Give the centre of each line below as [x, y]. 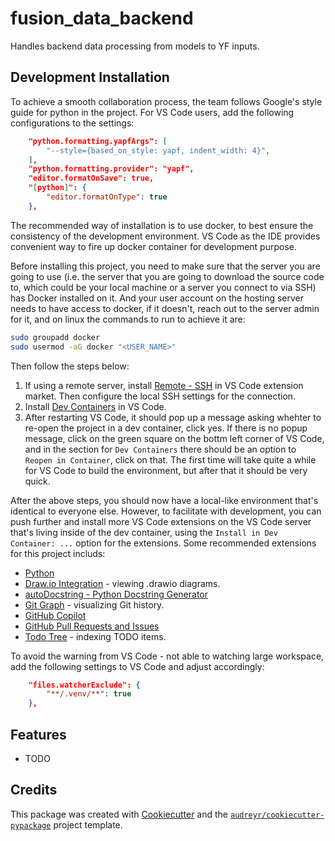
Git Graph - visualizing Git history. [94, 604]
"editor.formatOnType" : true [107, 197]
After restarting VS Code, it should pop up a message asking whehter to [173, 417]
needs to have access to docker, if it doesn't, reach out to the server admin [165, 308]
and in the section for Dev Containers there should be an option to [160, 449]
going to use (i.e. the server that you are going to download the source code [167, 276]
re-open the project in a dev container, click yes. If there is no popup [166, 428]
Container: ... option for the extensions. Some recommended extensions [163, 543]
